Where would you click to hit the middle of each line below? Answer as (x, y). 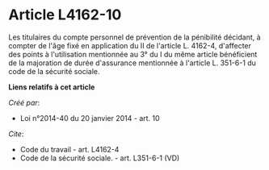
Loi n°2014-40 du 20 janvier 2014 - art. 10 (90, 118)
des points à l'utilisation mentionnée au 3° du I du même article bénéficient (133, 54)
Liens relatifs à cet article (52, 87)
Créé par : (24, 102)
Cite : (16, 134)
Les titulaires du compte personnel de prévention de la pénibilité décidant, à (134, 37)
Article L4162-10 (65, 15)
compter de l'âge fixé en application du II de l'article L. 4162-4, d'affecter (130, 45)
